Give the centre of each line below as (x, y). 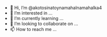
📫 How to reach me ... (33, 29)
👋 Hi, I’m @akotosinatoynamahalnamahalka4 (56, 8)
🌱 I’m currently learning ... (37, 18)
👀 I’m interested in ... (31, 13)
